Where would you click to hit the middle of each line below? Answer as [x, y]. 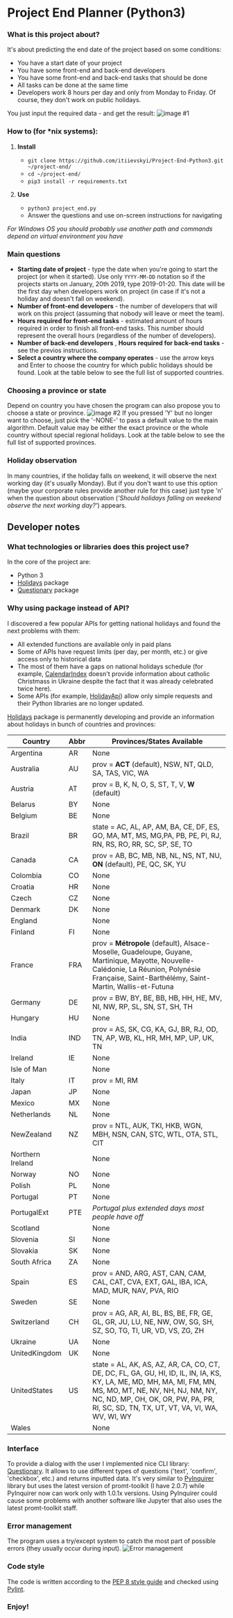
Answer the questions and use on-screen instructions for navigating [125, 215]
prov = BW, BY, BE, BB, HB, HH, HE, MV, [157, 998]
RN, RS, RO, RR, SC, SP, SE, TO [143, 844]
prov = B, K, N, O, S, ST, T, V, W [144, 784]
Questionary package [48, 590]
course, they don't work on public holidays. [79, 100]
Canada [23, 859]
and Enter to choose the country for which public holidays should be [115, 365]
